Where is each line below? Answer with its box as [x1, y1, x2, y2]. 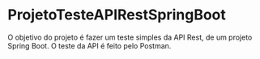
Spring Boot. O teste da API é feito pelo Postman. [7, 40, 172, 50]
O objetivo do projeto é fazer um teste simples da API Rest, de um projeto [7, 32, 253, 42]
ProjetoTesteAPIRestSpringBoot [7, 6, 226, 24]
